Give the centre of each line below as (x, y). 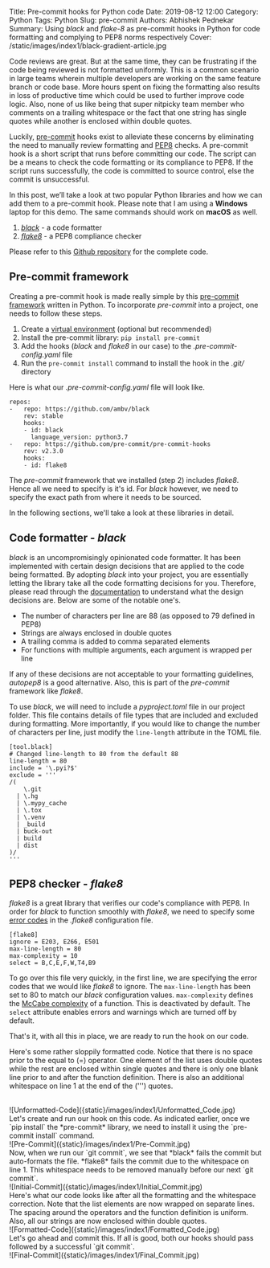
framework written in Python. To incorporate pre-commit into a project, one (134, 305)
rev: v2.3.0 (43, 451)
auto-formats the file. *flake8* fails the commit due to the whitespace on (129, 1161)
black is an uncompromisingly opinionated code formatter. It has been (125, 557)
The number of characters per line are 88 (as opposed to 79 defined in (138, 616)
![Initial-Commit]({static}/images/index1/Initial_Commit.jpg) (106, 1187)
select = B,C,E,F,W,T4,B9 (52, 963)
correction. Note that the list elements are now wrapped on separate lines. (132, 1204)
